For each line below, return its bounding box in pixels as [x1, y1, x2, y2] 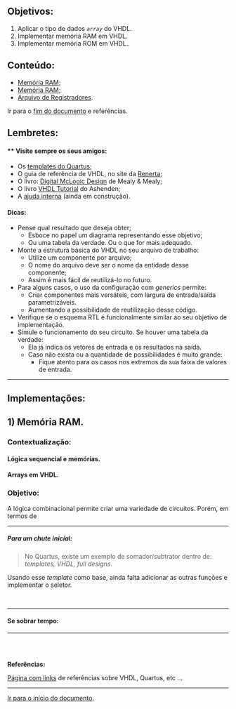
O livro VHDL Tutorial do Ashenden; [17, 185, 121, 193]
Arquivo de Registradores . [17, 93, 93, 101]
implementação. [17, 321, 65, 329]
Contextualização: [7, 437, 72, 447]
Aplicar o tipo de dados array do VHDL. [17, 24, 132, 32]
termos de [7, 512, 37, 520]
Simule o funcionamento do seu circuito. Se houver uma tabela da [17, 328, 209, 336]
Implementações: [7, 392, 86, 404]
